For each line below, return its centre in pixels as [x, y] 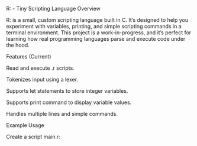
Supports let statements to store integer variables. [67, 91]
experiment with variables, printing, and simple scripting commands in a [94, 26]
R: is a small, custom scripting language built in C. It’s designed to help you [97, 20]
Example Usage [25, 125]
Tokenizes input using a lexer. [42, 80]
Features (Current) [29, 56]
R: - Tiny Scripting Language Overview [53, 9]
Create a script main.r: [33, 137]
